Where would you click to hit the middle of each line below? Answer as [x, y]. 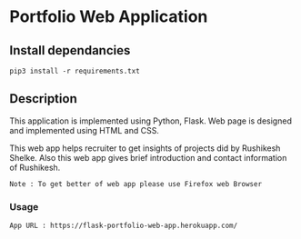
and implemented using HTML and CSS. [84, 130]
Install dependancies [70, 50]
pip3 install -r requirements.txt [75, 71]
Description [43, 99]
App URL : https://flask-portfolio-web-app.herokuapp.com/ [124, 226]
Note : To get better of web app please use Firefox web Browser [135, 184]
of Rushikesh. [35, 167]
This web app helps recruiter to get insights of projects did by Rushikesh [145, 148]
